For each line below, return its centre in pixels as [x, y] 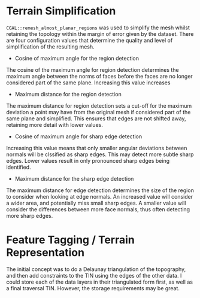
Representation [46, 253]
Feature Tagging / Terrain [70, 240]
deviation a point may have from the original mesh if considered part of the [99, 112]
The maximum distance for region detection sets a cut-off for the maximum [99, 105]
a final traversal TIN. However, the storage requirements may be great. [93, 288]
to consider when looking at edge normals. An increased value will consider [100, 196]
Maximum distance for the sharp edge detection [74, 178]
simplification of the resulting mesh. [50, 47]
